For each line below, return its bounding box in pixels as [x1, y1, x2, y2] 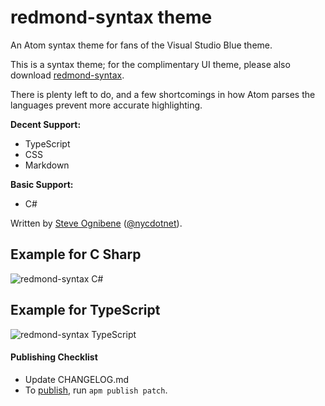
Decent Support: [10, 118, 82, 130]
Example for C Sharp [10, 246, 142, 263]
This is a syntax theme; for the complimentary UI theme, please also [10, 58, 291, 70]
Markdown [24, 159, 70, 171]
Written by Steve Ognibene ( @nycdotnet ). [10, 217, 183, 229]
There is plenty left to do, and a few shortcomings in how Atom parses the [10, 88, 316, 100]
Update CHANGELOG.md [24, 373, 130, 385]
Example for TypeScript [10, 302, 161, 319]
